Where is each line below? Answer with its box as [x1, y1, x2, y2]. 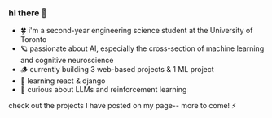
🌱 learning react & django [20, 76, 106, 86]
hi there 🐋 [8, 7, 47, 19]
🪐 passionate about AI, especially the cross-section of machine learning [20, 44, 265, 53]
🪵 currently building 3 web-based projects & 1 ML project [20, 65, 214, 74]
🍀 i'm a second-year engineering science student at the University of [20, 26, 253, 36]
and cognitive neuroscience [20, 56, 114, 65]
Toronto [20, 35, 47, 44]
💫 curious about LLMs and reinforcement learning [20, 85, 187, 95]
